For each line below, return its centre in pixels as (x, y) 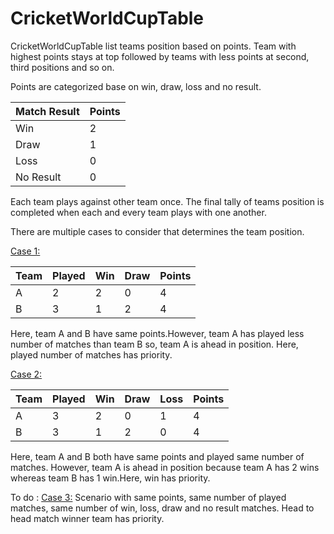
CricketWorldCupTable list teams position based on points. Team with (153, 46)
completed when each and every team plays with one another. (138, 212)
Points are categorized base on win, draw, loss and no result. (136, 86)
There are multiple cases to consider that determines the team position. (157, 231)
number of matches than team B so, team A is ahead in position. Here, (154, 344)
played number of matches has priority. (91, 354)
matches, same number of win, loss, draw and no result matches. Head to (162, 508)
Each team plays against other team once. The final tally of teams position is (167, 201)
